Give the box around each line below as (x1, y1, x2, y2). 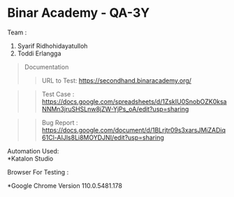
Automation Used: (7, 147, 59, 155)
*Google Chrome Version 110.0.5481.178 (7, 181, 122, 190)
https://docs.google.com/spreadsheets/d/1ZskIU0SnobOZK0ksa (41, 97, 227, 106)
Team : (7, 28, 27, 36)
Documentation (24, 62, 69, 71)
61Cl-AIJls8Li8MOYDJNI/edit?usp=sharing (41, 133, 164, 142)
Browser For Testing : (7, 168, 69, 176)
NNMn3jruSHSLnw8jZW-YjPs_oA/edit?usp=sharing (41, 104, 189, 113)
